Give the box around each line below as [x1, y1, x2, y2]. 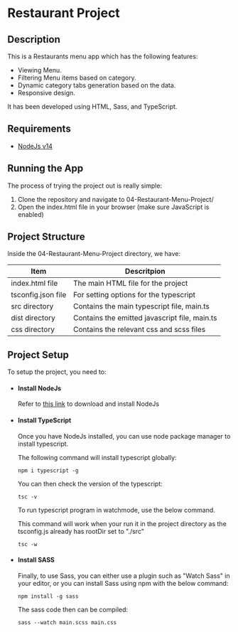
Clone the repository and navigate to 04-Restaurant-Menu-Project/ [17, 195, 215, 203]
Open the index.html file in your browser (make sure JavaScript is [17, 203, 210, 211]
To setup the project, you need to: [7, 368, 107, 376]
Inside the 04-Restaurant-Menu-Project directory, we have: [7, 250, 181, 258]
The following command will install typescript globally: [17, 453, 177, 461]
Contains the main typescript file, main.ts [73, 301, 210, 311]
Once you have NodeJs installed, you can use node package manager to [17, 432, 231, 440]
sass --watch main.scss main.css [17, 618, 117, 626]
